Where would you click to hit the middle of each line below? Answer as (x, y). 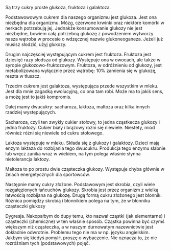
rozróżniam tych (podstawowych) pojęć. (48, 243)
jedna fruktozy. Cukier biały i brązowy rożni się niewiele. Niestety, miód (80, 128)
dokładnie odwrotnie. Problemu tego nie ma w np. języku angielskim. (78, 232)
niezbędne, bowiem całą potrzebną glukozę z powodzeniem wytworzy (79, 33)
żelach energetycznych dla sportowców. (48, 174)
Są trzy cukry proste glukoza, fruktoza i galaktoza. (58, 7)
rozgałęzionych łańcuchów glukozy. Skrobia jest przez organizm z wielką (82, 190)
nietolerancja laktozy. (28, 159)
